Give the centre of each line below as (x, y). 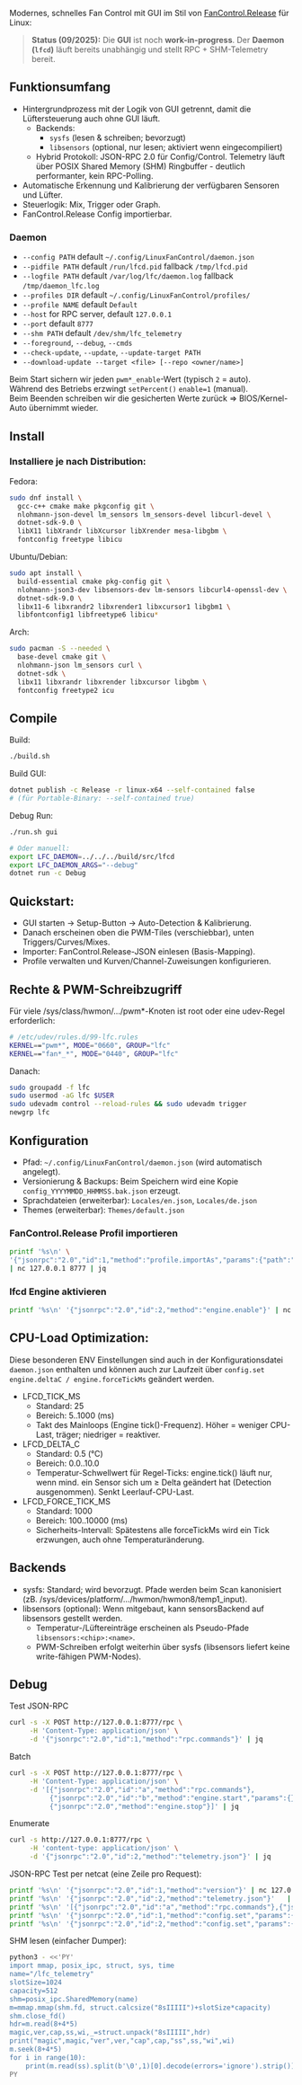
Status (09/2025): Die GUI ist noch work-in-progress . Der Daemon (158, 40)
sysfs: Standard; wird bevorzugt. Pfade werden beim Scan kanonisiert (152, 1589)
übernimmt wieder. (63, 408)
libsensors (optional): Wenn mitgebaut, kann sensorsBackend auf (143, 1609)
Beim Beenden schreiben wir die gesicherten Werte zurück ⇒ (124, 398)
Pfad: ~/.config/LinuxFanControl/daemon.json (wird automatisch (142, 1162)
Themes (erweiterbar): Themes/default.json (103, 1210)
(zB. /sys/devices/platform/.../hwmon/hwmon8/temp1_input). (135, 1599)
